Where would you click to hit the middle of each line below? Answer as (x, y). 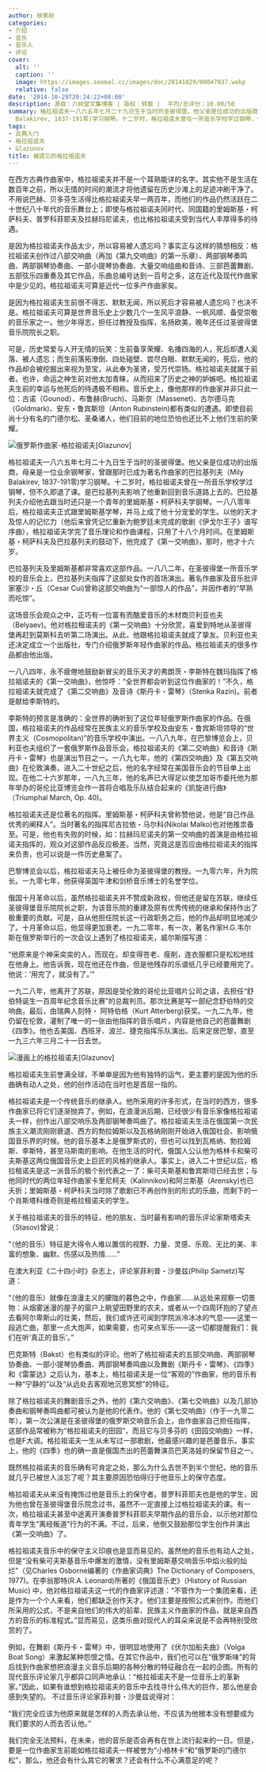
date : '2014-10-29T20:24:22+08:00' (67, 97)
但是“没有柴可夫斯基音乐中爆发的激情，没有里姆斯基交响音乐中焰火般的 (124, 1561)
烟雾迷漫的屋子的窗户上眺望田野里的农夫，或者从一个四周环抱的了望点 (143, 1308)
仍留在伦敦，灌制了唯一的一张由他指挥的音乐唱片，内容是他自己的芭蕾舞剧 (129, 1021)
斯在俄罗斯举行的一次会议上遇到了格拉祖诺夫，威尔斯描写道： (109, 938)
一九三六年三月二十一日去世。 (57, 1041)
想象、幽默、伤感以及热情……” (71, 1254)
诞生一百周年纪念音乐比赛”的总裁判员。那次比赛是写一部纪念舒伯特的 (135, 1001)
